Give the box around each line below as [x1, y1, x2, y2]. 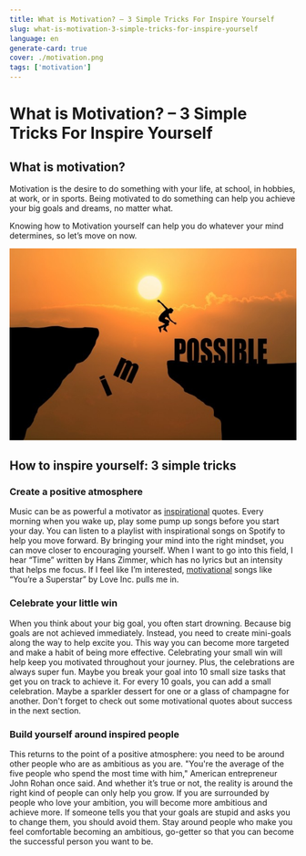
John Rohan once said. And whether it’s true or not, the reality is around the [9, 777, 293, 788]
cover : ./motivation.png [9, 53, 104, 63]
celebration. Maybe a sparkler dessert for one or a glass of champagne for [9, 685, 290, 696]
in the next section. [9, 704, 82, 716]
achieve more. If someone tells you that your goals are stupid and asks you [9, 807, 291, 818]
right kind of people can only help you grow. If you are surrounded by [9, 787, 270, 798]
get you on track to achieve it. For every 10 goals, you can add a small [9, 676, 271, 687]
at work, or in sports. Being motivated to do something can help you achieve [9, 193, 296, 204]
